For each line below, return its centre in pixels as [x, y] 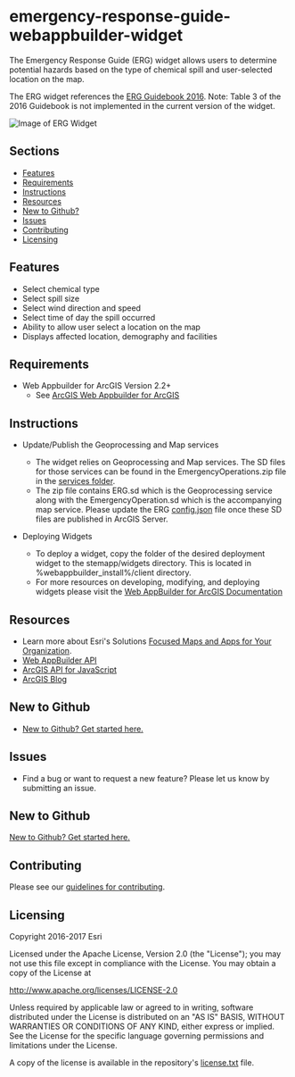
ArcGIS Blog [45, 679]
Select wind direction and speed [81, 308]
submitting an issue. [59, 788]
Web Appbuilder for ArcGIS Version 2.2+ [97, 386]
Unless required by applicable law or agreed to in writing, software [131, 1007]
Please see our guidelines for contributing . [87, 887]
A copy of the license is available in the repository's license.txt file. [132, 1063]
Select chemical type [61, 288]
